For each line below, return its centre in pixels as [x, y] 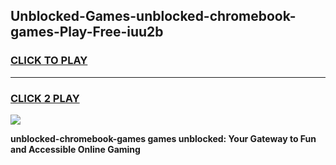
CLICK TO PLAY [49, 61]
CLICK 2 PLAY [45, 98]
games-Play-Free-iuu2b [87, 32]
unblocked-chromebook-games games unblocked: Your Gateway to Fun [163, 138]
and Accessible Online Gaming [75, 149]
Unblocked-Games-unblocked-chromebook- [153, 16]
